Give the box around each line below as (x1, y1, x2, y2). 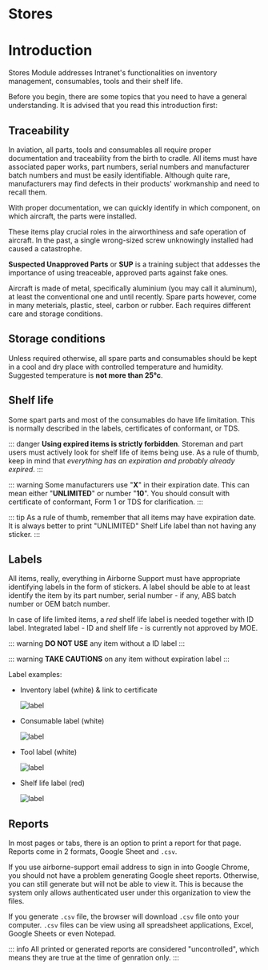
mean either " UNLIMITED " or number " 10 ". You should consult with (8, 488, 230, 498)
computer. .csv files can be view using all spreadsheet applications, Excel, (8, 920, 254, 930)
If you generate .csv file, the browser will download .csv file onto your (8, 912, 240, 921)
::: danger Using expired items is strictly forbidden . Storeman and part (8, 439, 244, 448)
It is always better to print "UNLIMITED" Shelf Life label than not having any (8, 521, 257, 531)
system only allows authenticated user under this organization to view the (8, 888, 251, 897)
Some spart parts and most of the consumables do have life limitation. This (8, 415, 255, 424)
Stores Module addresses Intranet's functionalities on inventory (8, 68, 218, 78)
